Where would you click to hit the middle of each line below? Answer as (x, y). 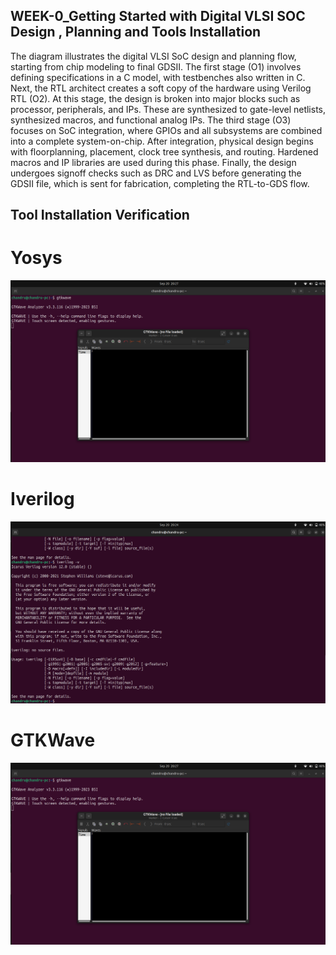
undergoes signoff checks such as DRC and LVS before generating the (156, 173)
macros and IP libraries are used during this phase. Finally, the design (153, 162)
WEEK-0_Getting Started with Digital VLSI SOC (158, 16)
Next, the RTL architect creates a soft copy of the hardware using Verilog (161, 88)
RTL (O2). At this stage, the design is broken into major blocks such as (155, 98)
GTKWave (53, 740)
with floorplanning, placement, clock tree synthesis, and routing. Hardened (164, 151)
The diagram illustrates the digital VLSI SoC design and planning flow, (153, 56)
